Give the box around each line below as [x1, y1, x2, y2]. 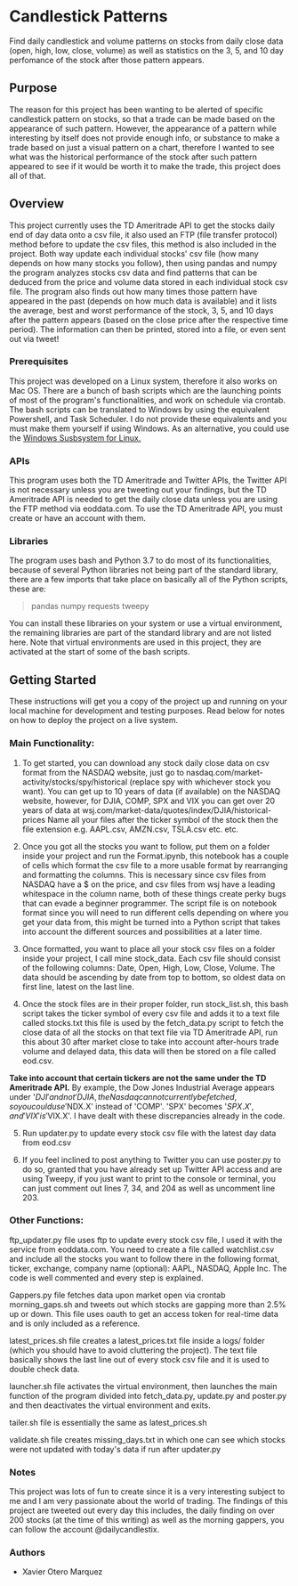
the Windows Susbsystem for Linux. [9, 432, 141, 443]
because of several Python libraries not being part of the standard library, [9, 565, 278, 575]
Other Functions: [9, 1214, 85, 1226]
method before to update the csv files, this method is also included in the [9, 239, 278, 249]
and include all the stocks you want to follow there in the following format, [9, 1253, 280, 1264]
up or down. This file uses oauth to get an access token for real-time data [9, 1308, 278, 1319]
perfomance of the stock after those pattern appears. [9, 54, 205, 65]
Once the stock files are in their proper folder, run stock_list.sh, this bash [21, 998, 289, 1009]
